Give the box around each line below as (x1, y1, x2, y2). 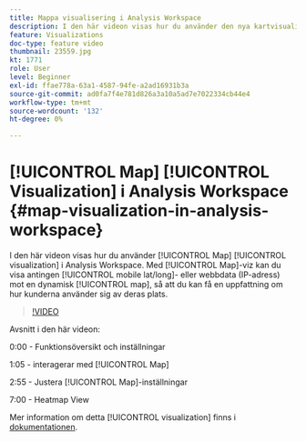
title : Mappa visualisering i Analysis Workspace (9, 13, 202, 23)
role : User (9, 65, 51, 74)
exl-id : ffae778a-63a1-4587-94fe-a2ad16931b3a (9, 81, 189, 90)
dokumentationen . (9, 422, 78, 433)
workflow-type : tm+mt (9, 97, 92, 107)
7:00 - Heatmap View (9, 395, 89, 406)
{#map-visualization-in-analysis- (9, 201, 270, 221)
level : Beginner (9, 73, 71, 82)
